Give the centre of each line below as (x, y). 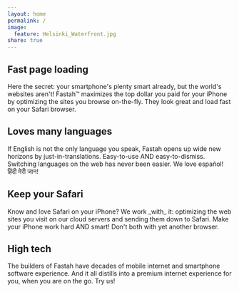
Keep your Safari (45, 194)
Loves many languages (60, 131)
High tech (30, 249)
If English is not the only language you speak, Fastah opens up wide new (114, 148)
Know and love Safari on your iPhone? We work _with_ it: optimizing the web (119, 212)
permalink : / (27, 21)
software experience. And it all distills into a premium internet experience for (119, 273)
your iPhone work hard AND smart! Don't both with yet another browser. (113, 226)
